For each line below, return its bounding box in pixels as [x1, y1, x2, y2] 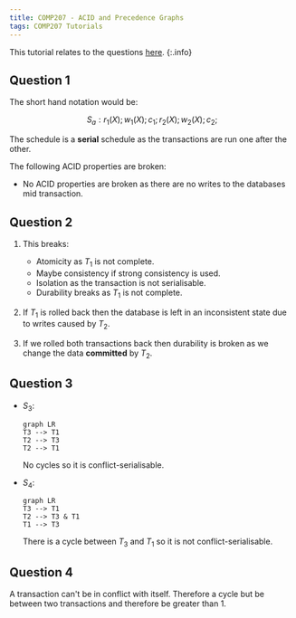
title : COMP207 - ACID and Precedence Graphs [9, 13, 184, 23]
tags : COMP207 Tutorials [9, 22, 103, 31]
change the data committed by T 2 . [22, 347, 153, 360]
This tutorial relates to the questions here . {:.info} [9, 46, 193, 57]
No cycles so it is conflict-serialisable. [22, 459, 165, 471]
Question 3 [9, 376, 73, 392]
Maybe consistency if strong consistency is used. [35, 268, 221, 279]
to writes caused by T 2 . [22, 319, 110, 331]
